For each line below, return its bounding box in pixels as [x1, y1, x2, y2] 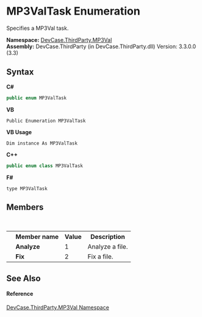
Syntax [6, 67, 34, 77]
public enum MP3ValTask [6, 94, 67, 101]
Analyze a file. [87, 243, 128, 251]
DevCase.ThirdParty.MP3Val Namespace [6, 304, 110, 311]
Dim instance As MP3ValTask [6, 140, 78, 146]
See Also [6, 273, 41, 283]
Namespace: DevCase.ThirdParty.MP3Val [6, 36, 112, 43]
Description [90, 233, 125, 241]
